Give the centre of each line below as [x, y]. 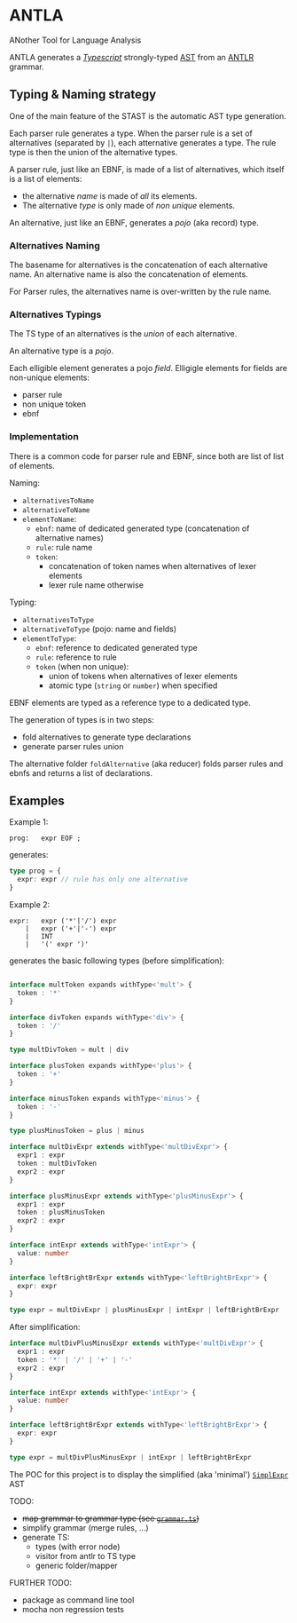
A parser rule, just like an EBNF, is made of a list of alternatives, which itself [147, 169]
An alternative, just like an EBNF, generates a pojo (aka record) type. [134, 222]
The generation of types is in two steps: [82, 719]
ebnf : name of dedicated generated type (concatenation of [142, 528]
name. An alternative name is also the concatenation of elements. [129, 274]
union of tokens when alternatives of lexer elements [143, 676]
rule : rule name [64, 547]
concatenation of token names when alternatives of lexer [152, 566]
